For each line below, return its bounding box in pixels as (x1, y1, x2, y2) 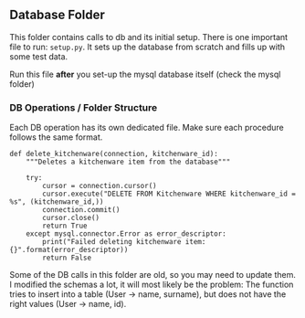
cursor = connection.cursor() (42, 182, 157, 191)
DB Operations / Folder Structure (9, 101, 158, 113)
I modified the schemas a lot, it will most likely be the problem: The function (9, 279, 294, 291)
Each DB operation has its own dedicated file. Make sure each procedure (9, 122, 285, 133)
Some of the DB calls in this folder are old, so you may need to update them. (9, 270, 297, 281)
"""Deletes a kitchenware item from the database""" (26, 157, 231, 167)
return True (42, 221, 89, 231)
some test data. (9, 50, 68, 62)
